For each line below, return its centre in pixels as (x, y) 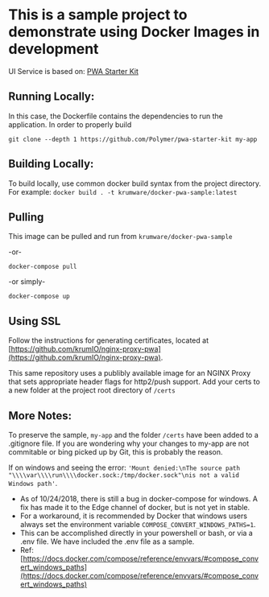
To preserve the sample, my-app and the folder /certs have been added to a (134, 435)
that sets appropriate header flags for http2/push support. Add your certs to (134, 382)
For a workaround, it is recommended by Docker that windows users (134, 516)
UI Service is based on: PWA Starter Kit (74, 71)
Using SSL (35, 321)
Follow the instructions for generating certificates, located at (109, 340)
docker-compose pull (43, 267)
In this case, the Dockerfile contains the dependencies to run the (116, 116)
